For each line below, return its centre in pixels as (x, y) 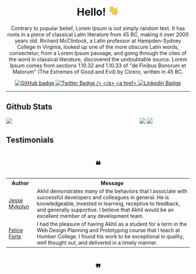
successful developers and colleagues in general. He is (103, 197)
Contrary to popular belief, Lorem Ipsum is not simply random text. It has (98, 29)
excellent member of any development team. (90, 216)
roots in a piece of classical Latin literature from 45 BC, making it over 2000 (98, 34)
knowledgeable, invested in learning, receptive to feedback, (108, 203)
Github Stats (29, 107)
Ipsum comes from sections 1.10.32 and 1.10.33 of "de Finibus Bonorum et (98, 65)
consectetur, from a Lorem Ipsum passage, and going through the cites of (98, 53)
